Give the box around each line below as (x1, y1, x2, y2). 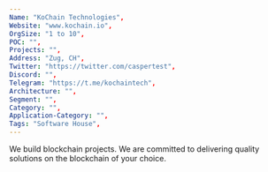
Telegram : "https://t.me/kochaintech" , (9, 79, 157, 87)
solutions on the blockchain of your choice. (9, 153, 166, 163)
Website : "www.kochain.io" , (9, 21, 113, 30)
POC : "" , (9, 37, 42, 47)
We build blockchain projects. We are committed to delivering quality (9, 144, 260, 154)
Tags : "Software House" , (9, 120, 101, 129)
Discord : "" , (9, 71, 57, 79)
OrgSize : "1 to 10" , (9, 29, 86, 38)
